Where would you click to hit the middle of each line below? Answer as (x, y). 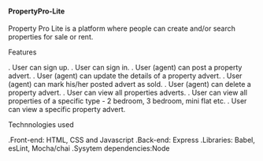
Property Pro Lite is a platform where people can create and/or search (122, 28)
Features (22, 52)
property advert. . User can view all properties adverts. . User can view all (128, 93)
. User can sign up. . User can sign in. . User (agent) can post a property (125, 68)
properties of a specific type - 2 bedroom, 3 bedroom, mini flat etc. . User (128, 101)
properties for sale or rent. (51, 37)
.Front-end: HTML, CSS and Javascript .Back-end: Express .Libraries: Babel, (132, 140)
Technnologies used (41, 125)
